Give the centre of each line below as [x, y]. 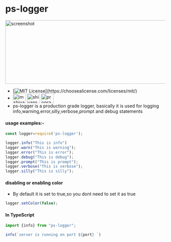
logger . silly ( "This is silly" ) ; [39, 171]
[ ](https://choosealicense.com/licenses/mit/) [75, 91]
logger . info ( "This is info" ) [36, 143]
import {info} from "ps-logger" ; [41, 226]
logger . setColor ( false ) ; [32, 203]
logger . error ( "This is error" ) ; [39, 152]
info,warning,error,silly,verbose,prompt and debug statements [78, 111]
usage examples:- [25, 123]
